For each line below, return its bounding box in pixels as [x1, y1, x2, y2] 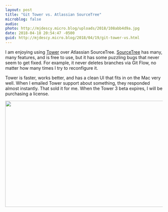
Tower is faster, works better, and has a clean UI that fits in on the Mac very [5, 75, 161, 81]
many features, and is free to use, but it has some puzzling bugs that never [5, 54, 159, 60]
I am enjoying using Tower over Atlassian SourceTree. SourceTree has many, [5, 49, 162, 55]
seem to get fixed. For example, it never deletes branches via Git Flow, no [5, 60, 156, 66]
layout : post [5, 7, 32, 13]
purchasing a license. [5, 91, 49, 97]
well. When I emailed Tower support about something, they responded [5, 80, 150, 86]
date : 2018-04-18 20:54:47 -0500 [5, 31, 75, 36]
